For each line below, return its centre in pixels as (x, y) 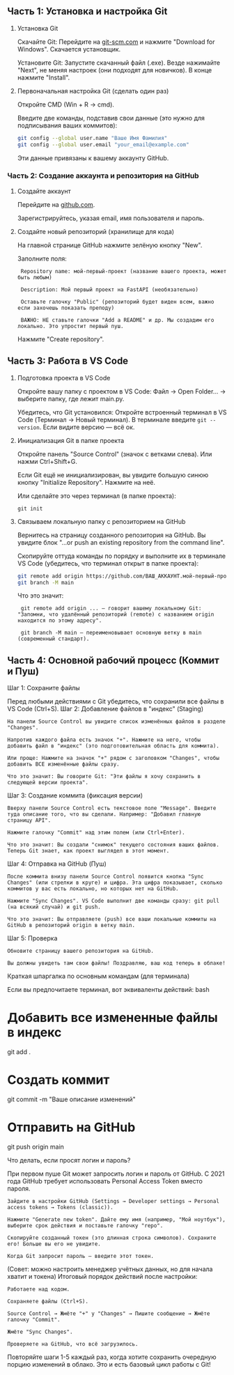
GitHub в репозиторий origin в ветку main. (71, 926)
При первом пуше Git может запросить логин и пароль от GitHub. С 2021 (116, 1174)
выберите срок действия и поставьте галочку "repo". (85, 1226)
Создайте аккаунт (44, 191)
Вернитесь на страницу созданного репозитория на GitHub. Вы (111, 535)
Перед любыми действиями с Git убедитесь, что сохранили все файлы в (116, 701)
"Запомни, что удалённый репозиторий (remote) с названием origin (116, 615)
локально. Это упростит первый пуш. (70, 326)
